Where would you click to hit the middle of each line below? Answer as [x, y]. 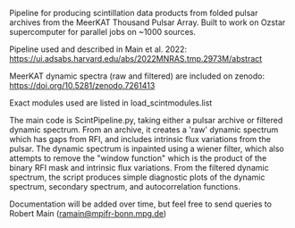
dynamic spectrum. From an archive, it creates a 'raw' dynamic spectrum [144, 130]
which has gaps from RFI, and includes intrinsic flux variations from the [140, 139]
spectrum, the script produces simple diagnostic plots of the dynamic [137, 177]
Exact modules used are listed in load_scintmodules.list [111, 103]
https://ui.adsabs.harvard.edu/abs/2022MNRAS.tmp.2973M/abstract [136, 59]
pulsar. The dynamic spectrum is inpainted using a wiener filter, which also [147, 148]
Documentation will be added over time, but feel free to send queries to [141, 204]
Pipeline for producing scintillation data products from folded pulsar [134, 13]
